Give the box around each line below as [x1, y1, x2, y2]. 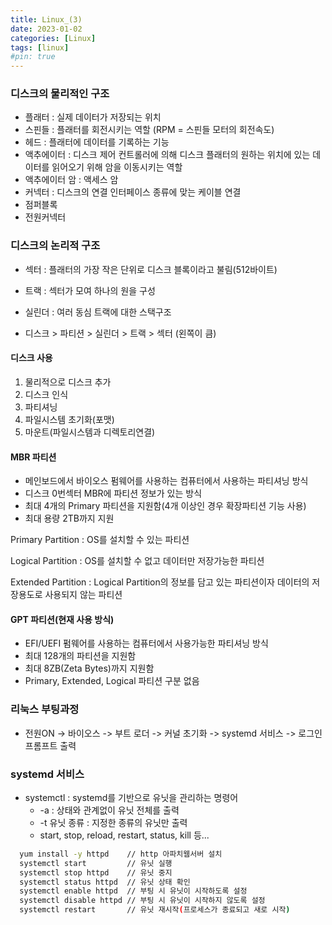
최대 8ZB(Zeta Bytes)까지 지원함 [24, 662, 155, 675]
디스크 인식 [24, 388, 69, 400]
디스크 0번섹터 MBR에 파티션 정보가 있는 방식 [24, 487, 203, 500]
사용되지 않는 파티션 [44, 589, 123, 601]
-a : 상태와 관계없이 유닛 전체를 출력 [39, 804, 180, 816]
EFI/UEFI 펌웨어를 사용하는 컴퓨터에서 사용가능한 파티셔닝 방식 [24, 637, 269, 650]
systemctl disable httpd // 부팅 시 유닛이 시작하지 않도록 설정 [19, 896, 266, 906]
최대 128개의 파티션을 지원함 [24, 650, 137, 662]
